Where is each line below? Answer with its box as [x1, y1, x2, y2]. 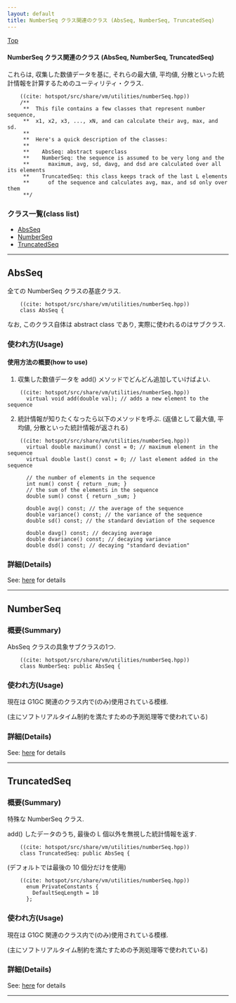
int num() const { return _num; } [25, 480, 128, 487]
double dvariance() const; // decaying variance [25, 536, 171, 543]
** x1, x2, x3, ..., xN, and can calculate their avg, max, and [22, 117, 218, 124]
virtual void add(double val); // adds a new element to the [25, 395, 209, 402]
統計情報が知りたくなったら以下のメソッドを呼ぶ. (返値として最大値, [17, 414, 216, 422]
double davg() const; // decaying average [25, 529, 152, 536]
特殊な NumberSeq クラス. [7, 815, 84, 823]
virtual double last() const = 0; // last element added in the [25, 455, 218, 462]
